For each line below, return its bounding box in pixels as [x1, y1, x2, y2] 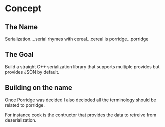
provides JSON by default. [5, 69, 60, 75]
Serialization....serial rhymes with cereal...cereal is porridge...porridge [5, 36, 149, 42]
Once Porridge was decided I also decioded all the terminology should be [5, 97, 156, 103]
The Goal [5, 50, 34, 59]
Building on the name [5, 83, 72, 92]
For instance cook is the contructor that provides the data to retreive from [5, 112, 157, 118]
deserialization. [5, 117, 36, 123]
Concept [5, 3, 42, 14]
